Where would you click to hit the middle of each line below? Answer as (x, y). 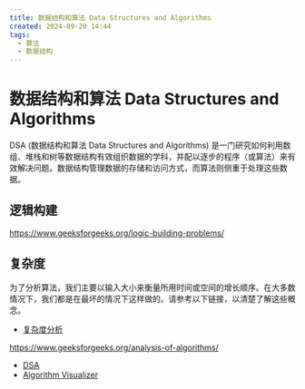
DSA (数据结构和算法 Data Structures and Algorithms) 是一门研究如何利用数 (150, 145)
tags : (20, 34)
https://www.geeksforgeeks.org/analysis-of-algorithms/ (114, 347)
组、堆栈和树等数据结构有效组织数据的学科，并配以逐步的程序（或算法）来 (148, 157)
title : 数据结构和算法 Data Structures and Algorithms (110, 18)
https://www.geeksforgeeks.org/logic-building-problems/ (117, 233)
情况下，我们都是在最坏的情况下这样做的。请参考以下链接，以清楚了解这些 (148, 298)
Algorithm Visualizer (60, 374)
